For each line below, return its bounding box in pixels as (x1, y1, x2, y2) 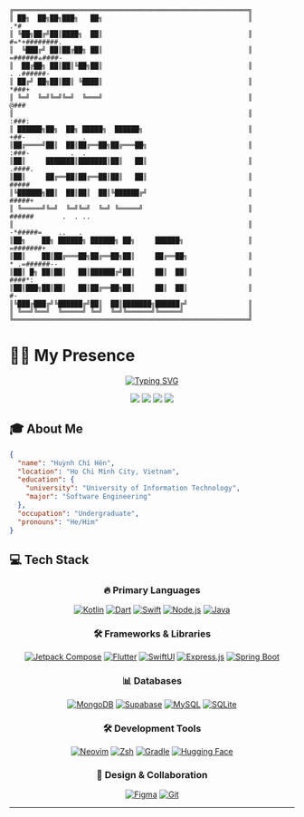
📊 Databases (121, 675, 183, 687)
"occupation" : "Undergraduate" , (17, 509, 140, 518)
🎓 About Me (9, 422, 83, 437)
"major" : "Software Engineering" (25, 492, 152, 501)
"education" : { (17, 475, 75, 484)
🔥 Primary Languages (103, 583, 201, 596)
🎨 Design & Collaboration (96, 769, 208, 781)
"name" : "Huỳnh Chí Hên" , (17, 458, 116, 468)
